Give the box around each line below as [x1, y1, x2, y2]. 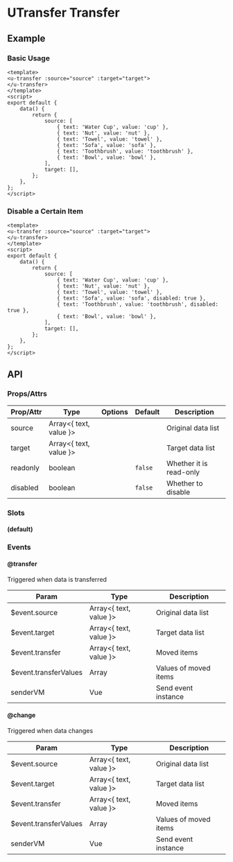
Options [101, 407, 128, 417]
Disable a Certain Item [7, 206, 83, 216]
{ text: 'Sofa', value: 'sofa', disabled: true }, [56, 295, 207, 302]
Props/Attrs [7, 389, 47, 399]
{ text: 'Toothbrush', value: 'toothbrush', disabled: [56, 301, 218, 308]
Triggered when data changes [7, 726, 94, 734]
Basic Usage [7, 53, 51, 63]
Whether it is [166, 458, 208, 468]
